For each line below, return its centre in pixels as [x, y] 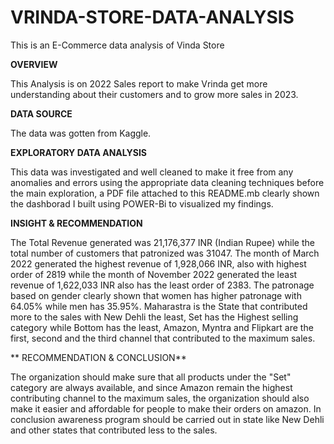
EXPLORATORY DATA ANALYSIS [79, 152]
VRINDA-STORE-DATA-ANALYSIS [152, 17]
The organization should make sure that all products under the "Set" [151, 377]
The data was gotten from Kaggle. [81, 133]
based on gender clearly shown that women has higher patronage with [156, 295]
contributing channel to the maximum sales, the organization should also [160, 398]
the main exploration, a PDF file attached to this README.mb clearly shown [165, 193]
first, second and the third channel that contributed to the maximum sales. [163, 338]
